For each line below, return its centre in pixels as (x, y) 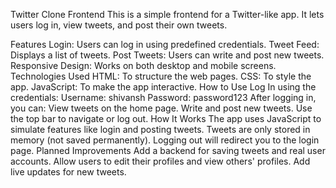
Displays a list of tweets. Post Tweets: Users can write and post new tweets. (167, 55)
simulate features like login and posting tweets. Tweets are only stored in (160, 129)
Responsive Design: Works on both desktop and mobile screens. (143, 65)
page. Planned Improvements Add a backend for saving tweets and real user (168, 150)
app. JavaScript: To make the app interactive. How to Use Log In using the (163, 87)
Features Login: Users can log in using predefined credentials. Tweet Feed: (165, 44)
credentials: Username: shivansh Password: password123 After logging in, (163, 97)
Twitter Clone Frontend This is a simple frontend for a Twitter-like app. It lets (167, 14)
